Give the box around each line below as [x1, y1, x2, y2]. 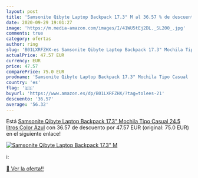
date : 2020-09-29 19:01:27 [6, 19, 72, 25]
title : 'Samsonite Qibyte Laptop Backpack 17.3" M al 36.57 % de [6, 14, 170, 20]
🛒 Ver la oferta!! [6, 165, 44, 172]
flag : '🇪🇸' [6, 85, 35, 91]
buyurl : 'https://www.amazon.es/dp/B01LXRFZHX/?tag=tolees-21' [6, 90, 165, 96]
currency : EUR [6, 58, 41, 63]
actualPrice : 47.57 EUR [6, 52, 65, 58]
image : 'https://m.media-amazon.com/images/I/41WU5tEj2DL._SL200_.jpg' [6, 25, 186, 31]
